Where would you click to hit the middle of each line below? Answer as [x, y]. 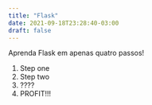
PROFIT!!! [35, 94]
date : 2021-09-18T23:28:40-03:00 [64, 23]
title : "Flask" [33, 16]
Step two [35, 77]
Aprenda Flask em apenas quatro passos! [76, 53]
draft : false [30, 30]
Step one [35, 68]
